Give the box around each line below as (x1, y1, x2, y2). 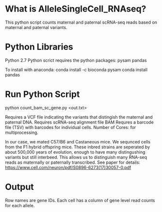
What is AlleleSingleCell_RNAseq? (5, 3, 146, 14)
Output (5, 182, 34, 192)
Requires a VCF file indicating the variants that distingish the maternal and (5, 114, 153, 120)
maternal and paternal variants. (5, 24, 67, 30)
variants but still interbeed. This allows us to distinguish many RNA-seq (5, 154, 147, 160)
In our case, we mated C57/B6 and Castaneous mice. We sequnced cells (5, 139, 150, 144)
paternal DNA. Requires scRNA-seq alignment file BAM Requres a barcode (5, 119, 154, 125)
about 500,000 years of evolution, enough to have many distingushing (5, 149, 146, 155)
